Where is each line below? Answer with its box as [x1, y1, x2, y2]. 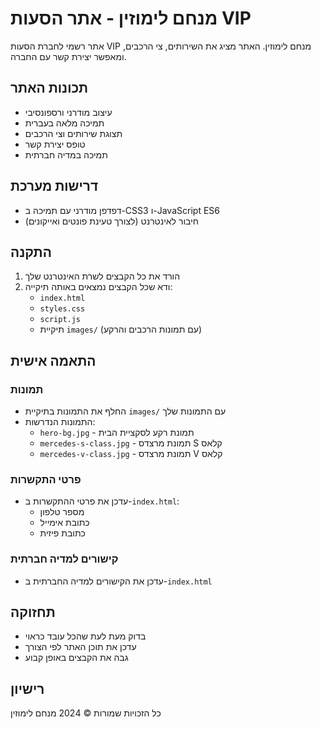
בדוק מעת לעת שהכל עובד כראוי [24, 630, 147, 642]
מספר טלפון [39, 506, 85, 518]
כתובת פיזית [39, 527, 86, 539]
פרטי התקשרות [10, 472, 82, 486]
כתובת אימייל [39, 517, 90, 529]
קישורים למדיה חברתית [10, 552, 119, 566]
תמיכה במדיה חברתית [24, 148, 108, 161]
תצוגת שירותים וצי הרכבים [24, 127, 123, 139]
